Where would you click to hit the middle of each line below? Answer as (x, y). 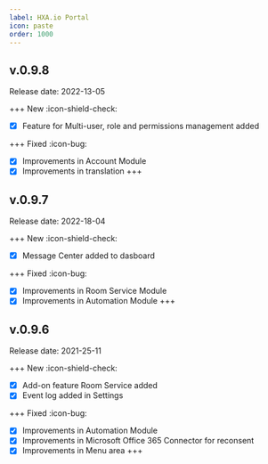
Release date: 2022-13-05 (57, 92)
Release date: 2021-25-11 (56, 351)
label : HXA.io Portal (49, 17)
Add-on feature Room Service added (90, 386)
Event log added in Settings (73, 395)
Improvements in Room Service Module (94, 291)
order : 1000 (31, 34)
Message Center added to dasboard (89, 256)
